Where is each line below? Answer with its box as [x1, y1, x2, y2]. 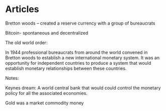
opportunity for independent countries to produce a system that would [5, 60, 151, 66]
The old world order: [5, 39, 48, 46]
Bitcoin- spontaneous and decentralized [5, 30, 89, 36]
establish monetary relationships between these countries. [5, 65, 127, 71]
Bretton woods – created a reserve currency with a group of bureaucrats [5, 20, 155, 26]
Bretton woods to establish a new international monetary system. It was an [5, 54, 160, 61]
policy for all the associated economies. [5, 90, 88, 96]
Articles [5, 4, 39, 15]
